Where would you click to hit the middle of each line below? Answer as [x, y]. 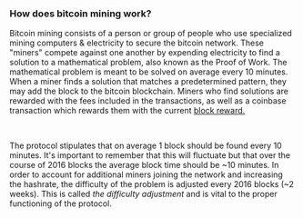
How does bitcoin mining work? [81, 14]
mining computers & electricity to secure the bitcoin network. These [137, 43]
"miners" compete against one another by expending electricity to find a [145, 53]
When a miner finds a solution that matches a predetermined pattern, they [148, 82]
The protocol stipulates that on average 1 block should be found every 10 [146, 146]
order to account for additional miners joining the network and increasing [146, 174]
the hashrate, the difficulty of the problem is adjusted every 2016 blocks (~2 [151, 184]
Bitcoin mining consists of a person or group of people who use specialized [151, 34]
